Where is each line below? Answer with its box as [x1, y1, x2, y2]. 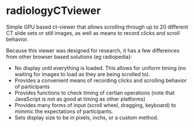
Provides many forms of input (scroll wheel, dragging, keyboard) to [14, 101, 176, 108]
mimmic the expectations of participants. [14, 108, 113, 115]
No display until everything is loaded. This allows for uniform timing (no [14, 64, 186, 71]
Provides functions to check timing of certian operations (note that [14, 89, 175, 96]
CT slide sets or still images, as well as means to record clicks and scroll [6, 29, 180, 36]
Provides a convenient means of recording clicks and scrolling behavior [14, 77, 187, 84]
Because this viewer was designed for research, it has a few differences [6, 47, 180, 54]
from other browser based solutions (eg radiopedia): [6, 53, 133, 60]
